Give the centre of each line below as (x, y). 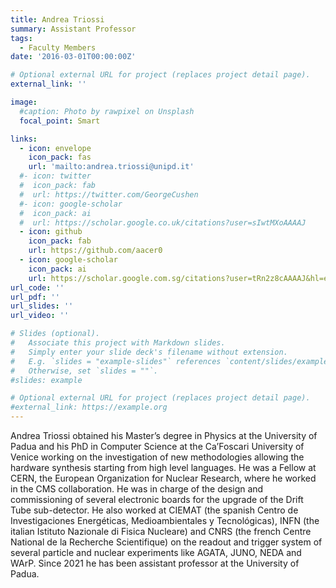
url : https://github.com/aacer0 (95, 251)
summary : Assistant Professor (73, 29)
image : (24, 102)
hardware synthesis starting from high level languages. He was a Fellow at (163, 467)
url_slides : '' (42, 306)
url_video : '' (40, 316)
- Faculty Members (58, 47)
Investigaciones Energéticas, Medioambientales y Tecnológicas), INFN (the (165, 520)
